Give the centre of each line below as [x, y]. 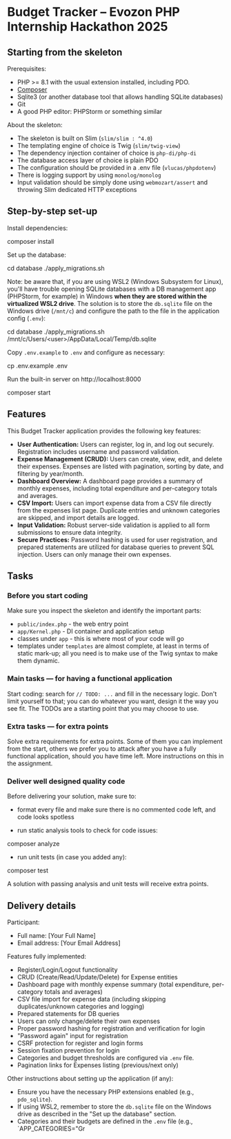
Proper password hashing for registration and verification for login [111, 1028]
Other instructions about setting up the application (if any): [90, 1079]
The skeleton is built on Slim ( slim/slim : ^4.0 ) [85, 138]
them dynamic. [38, 661]
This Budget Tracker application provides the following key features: [104, 431]
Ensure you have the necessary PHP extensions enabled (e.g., [106, 1092]
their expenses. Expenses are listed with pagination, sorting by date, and [120, 466]
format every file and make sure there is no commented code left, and [116, 810]
